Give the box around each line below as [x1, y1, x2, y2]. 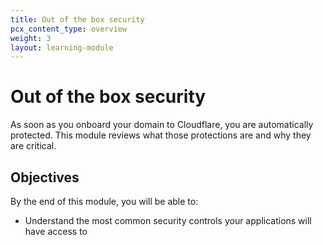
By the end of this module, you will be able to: [10, 196, 199, 207]
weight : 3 [10, 33, 52, 43]
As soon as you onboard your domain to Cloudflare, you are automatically [10, 119, 314, 131]
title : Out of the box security [10, 14, 145, 25]
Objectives [10, 169, 80, 186]
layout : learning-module [10, 42, 114, 53]
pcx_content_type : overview [10, 24, 128, 34]
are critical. [10, 140, 57, 152]
